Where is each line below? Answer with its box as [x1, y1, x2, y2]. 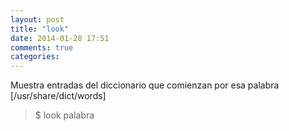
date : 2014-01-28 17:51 [10, 33, 110, 43]
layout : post [10, 14, 65, 25]
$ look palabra [34, 109, 95, 121]
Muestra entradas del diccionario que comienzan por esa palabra [10, 79, 280, 91]
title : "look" [10, 24, 70, 34]
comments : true [10, 42, 74, 53]
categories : [10, 52, 60, 62]
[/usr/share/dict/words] [10, 90, 107, 102]
